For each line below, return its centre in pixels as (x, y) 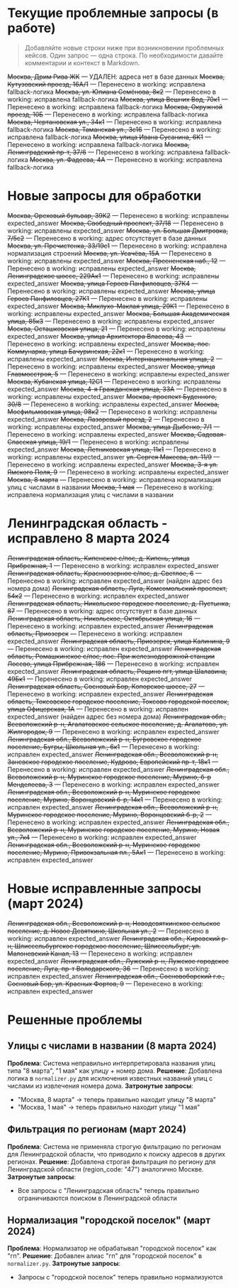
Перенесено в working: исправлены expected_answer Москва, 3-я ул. (113, 464)
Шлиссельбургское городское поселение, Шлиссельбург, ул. (108, 946)
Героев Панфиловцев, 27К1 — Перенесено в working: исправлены (107, 298)
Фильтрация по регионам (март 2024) (97, 1129)
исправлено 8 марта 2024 (89, 539)
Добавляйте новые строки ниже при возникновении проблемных (124, 48)
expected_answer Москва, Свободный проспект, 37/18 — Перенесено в (115, 223)
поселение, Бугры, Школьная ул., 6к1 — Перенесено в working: (103, 746)
